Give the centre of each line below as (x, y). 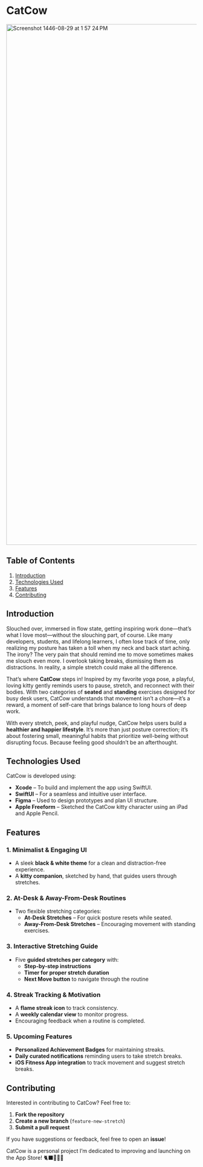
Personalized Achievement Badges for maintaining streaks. (90, 1050)
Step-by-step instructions (57, 966)
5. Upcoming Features (39, 1037)
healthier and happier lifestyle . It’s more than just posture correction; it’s (97, 729)
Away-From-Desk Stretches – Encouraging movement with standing (110, 924)
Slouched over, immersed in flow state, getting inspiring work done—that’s (99, 628)
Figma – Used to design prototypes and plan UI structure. (87, 800)
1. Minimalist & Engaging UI (47, 850)
